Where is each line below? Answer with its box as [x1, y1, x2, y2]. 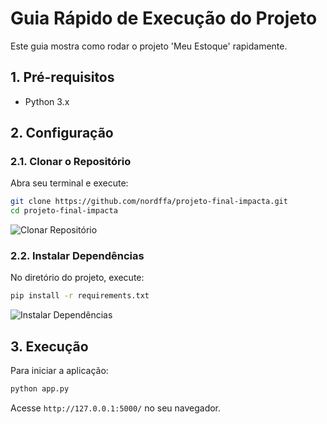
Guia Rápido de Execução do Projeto [10, 7, 318, 30]
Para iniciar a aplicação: [10, 365, 109, 377]
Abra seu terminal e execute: [10, 177, 129, 189]
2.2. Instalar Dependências [10, 249, 145, 263]
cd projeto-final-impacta [10, 206, 118, 216]
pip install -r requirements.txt [10, 291, 150, 301]
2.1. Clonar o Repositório [10, 155, 132, 169]
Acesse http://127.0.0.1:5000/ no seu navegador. [10, 402, 222, 414]
